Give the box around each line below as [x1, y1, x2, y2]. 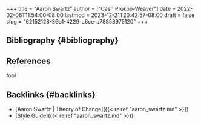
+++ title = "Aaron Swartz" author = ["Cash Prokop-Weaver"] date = [6, 5, 176, 12]
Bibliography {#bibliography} [6, 36, 119, 46]
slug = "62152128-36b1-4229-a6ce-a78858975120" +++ [6, 18, 148, 25]
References [6, 56, 51, 66]
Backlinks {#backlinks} [6, 89, 96, 100]
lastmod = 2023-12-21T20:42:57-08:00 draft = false [64, 11, 195, 19]
